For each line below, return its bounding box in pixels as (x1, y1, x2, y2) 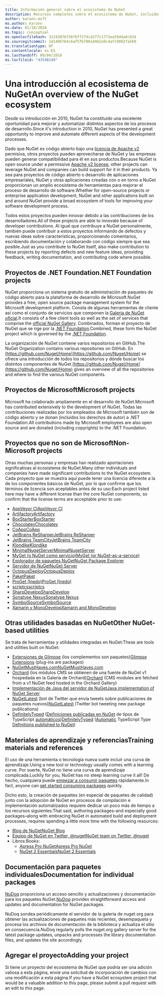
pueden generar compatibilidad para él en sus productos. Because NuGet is (5, 156, 157, 162)
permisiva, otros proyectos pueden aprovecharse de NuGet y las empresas (5, 151, 156, 157)
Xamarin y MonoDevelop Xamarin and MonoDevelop (12, 604, 116, 610)
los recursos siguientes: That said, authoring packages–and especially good (5, 808, 157, 814)
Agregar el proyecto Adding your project (5, 951, 129, 960)
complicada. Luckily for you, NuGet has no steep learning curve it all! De (5, 772, 150, 778)
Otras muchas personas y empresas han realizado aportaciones (5, 459, 134, 466)
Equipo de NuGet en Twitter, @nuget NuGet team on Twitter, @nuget (12, 833, 149, 839)
